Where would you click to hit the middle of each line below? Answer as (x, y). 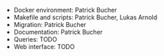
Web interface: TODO (44, 47)
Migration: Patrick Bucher (50, 25)
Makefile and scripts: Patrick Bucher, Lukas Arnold (85, 17)
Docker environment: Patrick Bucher (65, 10)
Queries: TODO (35, 39)
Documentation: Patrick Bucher (58, 32)
